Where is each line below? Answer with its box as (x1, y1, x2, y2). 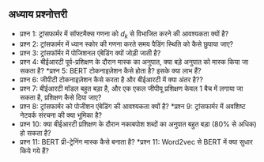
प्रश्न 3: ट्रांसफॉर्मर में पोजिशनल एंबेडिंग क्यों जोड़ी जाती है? (19, 48, 161, 58)
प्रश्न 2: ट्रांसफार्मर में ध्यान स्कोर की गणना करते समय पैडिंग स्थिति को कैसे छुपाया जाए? (19, 39, 234, 48)
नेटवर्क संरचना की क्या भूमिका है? (19, 110, 103, 119)
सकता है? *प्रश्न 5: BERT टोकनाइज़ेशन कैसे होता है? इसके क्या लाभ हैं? (19, 66, 202, 75)
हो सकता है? (19, 128, 51, 138)
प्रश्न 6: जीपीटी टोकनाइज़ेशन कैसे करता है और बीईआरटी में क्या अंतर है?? (19, 74, 204, 84)
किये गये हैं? (19, 145, 50, 155)
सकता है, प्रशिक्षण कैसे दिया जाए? (19, 92, 102, 102)
